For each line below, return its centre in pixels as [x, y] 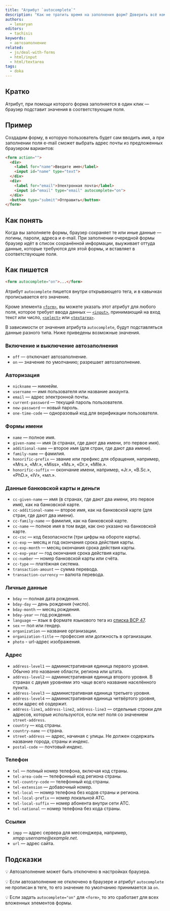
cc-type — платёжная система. [46, 563]
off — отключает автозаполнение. [50, 357]
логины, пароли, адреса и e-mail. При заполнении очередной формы [80, 238]
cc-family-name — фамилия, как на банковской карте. [70, 520]
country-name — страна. [38, 731]
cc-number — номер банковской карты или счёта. [66, 558]
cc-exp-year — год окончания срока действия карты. [70, 553]
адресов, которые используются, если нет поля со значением [80, 714]
